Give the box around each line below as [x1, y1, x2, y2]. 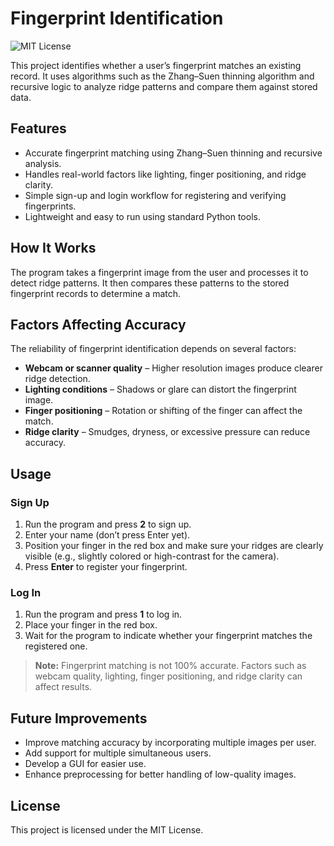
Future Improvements [10, 710, 148, 727]
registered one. [24, 640, 88, 652]
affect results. [34, 681, 93, 693]
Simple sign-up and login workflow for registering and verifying [24, 189, 287, 201]
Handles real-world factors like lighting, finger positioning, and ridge [24, 168, 307, 180]
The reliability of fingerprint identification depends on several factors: [10, 343, 297, 355]
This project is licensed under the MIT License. [10, 823, 204, 836]
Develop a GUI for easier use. [24, 758, 147, 770]
